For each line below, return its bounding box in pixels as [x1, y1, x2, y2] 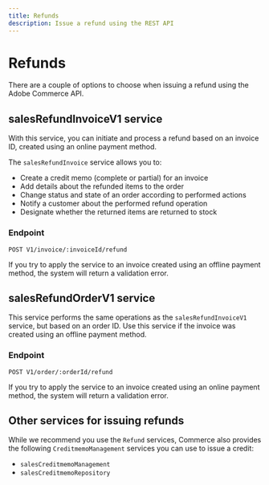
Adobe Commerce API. [8, 89, 84, 99]
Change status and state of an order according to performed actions [19, 190, 247, 200]
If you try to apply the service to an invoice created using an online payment [8, 382, 260, 392]
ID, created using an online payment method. [8, 142, 157, 152]
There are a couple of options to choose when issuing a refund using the [8, 80, 249, 90]
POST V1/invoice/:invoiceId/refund [8, 246, 128, 254]
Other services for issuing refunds [8, 414, 185, 428]
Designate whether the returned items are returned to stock [19, 207, 218, 217]
